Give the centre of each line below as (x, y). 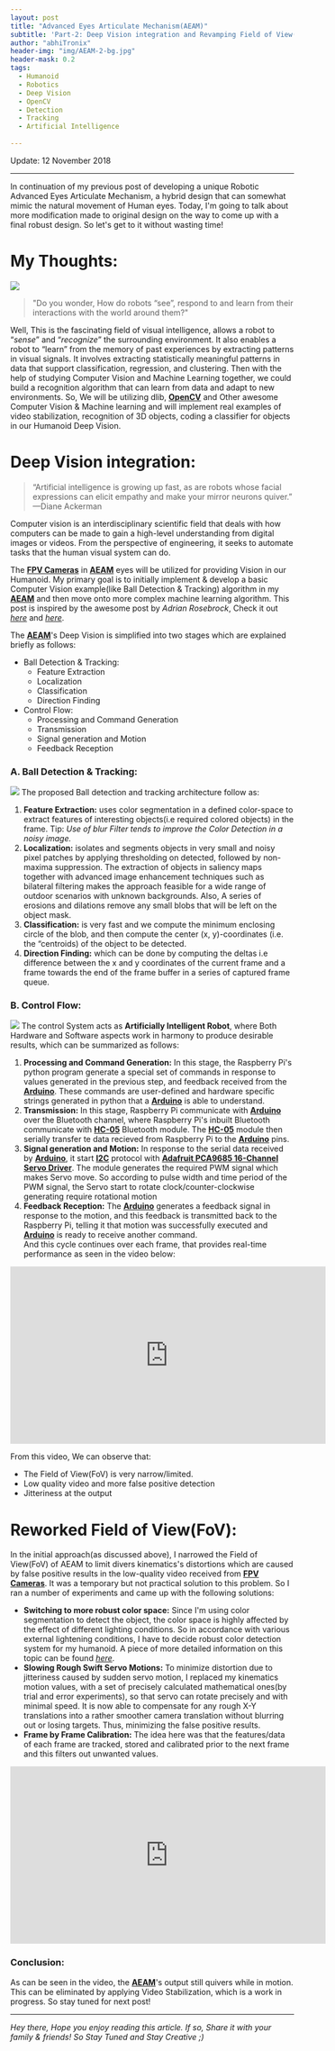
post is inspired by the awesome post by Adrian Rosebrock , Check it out (144, 608)
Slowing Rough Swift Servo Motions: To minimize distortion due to (148, 1668)
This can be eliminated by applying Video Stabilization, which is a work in (146, 1992)
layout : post (35, 18)
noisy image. (47, 839)
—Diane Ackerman (67, 506)
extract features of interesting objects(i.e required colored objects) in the (158, 820)
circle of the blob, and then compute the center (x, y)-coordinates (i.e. (153, 934)
